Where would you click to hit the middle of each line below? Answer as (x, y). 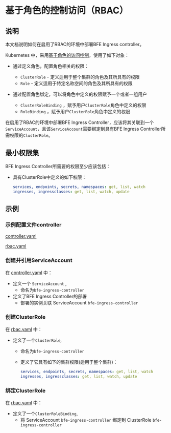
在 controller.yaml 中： (29, 273)
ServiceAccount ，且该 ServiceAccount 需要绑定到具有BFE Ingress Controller (83, 129)
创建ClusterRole (26, 317)
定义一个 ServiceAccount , (40, 283)
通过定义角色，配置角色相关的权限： (51, 66)
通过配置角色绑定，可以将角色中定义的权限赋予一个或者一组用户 (80, 94)
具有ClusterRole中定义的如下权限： (50, 177)
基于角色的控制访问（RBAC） (67, 11)
